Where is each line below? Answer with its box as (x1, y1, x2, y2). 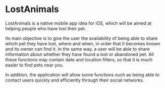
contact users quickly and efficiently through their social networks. (5, 77, 144, 83)
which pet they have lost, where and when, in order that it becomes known (5, 40, 160, 46)
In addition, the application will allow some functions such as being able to (5, 71, 160, 77)
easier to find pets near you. (5, 62, 64, 68)
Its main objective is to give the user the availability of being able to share (5, 35, 158, 41)
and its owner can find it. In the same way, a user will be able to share (5, 46, 150, 52)
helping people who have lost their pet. (5, 25, 87, 31)
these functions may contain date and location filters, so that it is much (5, 56, 153, 62)
